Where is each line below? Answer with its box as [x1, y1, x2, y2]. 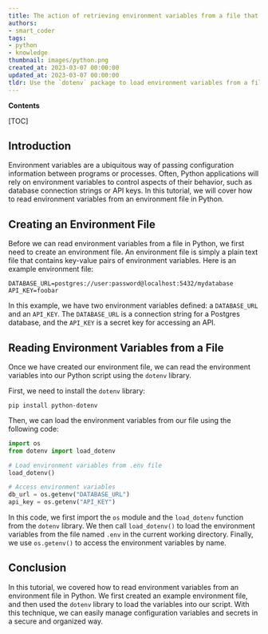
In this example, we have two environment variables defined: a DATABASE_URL [8, 301, 258, 310]
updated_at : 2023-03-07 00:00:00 [8, 71, 120, 79]
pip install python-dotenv [8, 401, 98, 409]
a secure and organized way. [8, 616, 104, 626]
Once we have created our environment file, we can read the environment [8, 361, 251, 372]
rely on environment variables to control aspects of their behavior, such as [8, 177, 253, 187]
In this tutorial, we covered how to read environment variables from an [8, 582, 239, 592]
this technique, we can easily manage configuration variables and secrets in [8, 608, 258, 617]
